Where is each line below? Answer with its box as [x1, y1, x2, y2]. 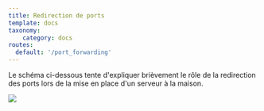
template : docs [8, 19, 59, 27]
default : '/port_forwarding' [15, 48, 112, 56]
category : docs [22, 33, 73, 42]
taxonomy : [8, 26, 41, 34]
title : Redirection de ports [8, 11, 105, 20]
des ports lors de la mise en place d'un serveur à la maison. [8, 78, 204, 88]
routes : [8, 41, 34, 49]
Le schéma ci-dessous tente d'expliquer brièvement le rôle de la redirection [8, 71, 256, 79]
